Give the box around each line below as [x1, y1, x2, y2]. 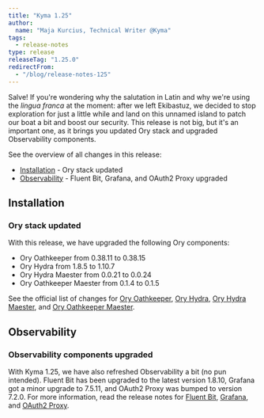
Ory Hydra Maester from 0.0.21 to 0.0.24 [19, 270, 152, 279]
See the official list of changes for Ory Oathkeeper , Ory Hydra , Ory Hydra [8, 294, 247, 303]
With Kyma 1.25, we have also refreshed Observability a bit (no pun [8, 367, 227, 376]
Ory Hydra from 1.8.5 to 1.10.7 [19, 262, 115, 272]
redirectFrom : [8, 63, 55, 71]
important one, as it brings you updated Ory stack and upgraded [8, 126, 218, 135]
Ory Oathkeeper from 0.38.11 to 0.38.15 [19, 253, 146, 263]
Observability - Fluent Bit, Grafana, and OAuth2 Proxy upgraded [19, 173, 228, 183]
